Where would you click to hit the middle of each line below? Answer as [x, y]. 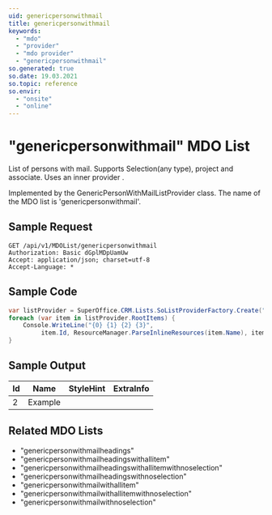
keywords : [25, 31]
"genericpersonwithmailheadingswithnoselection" [104, 476]
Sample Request [51, 227]
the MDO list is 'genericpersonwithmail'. [75, 202]
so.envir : [25, 91]
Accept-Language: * [41, 267]
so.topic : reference [43, 83]
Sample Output [47, 366]
